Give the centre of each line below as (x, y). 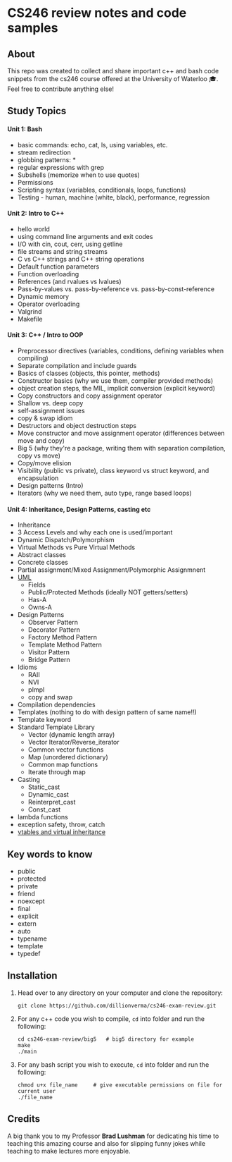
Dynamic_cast (48, 795)
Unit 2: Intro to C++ (36, 214)
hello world (34, 229)
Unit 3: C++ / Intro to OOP (45, 335)
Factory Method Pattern (62, 637)
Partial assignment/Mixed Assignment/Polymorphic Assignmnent (111, 570)
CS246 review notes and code (97, 13)
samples (33, 28)
